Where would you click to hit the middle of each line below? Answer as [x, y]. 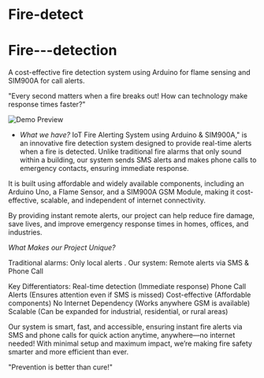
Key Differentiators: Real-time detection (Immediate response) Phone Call [127, 287]
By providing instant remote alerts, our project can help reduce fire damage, [131, 216]
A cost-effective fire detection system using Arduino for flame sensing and [129, 72]
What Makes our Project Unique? [62, 248]
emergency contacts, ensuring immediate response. [104, 169]
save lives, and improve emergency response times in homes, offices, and [128, 224]
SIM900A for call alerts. [46, 81]
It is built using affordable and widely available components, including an [126, 183]
